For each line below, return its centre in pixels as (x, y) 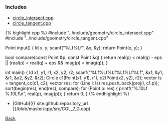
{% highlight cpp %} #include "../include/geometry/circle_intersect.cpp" (79, 33)
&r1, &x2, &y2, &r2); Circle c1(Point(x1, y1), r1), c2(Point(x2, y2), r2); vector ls (83, 78)
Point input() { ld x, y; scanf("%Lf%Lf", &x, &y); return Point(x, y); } (74, 48)
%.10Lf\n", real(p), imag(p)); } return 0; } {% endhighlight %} (67, 94)
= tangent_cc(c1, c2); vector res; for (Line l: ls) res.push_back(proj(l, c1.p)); (82, 83)
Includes (16, 7)
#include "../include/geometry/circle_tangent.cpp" (57, 38)
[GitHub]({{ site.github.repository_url (50, 103)
